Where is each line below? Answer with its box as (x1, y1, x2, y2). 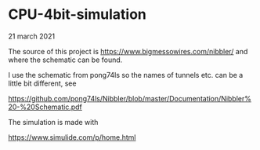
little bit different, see (8, 79, 77, 88)
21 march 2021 (8, 31, 56, 41)
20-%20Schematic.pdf (8, 102, 82, 112)
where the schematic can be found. (8, 55, 123, 64)
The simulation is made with (8, 117, 99, 126)
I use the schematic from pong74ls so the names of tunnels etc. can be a (8, 70, 244, 79)
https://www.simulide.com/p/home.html (8, 132, 136, 142)
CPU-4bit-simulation (8, 5, 147, 24)
